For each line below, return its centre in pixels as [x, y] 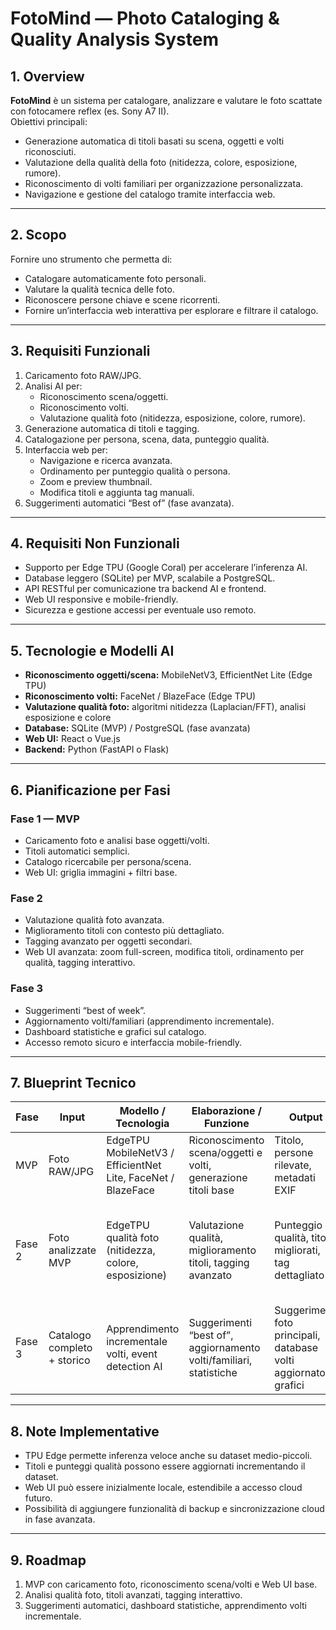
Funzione [227, 1124]
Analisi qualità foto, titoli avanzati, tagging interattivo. [133, 1594]
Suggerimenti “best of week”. [85, 1010]
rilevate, [293, 1165]
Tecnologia [142, 1124]
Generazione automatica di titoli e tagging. [112, 428]
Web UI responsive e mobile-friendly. [101, 599]
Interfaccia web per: [66, 449]
